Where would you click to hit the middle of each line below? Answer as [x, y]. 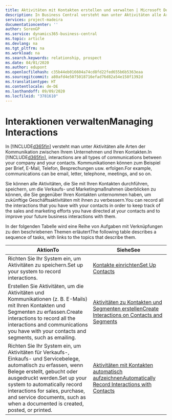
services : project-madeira [34, 20]
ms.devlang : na [21, 44]
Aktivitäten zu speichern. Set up [46, 265]
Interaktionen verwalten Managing [79, 121]
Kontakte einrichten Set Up [124, 265]
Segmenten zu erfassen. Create [45, 312]
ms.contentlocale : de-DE [32, 86]
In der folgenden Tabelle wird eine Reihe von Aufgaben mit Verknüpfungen [84, 226]
